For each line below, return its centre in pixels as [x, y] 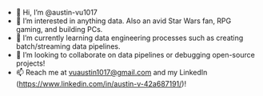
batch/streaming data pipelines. [68, 46]
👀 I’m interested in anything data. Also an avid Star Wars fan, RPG [124, 21]
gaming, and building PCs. [59, 29]
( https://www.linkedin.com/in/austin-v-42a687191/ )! [101, 84]
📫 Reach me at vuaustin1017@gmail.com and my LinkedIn [112, 72]
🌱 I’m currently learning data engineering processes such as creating [130, 38]
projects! [30, 63]
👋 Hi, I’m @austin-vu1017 [57, 12]
